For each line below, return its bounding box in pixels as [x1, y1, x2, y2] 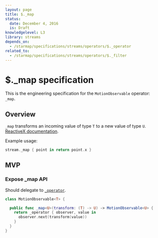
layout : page [5, 7, 32, 12]
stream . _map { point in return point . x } [5, 147, 92, 153]
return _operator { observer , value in [14, 210, 96, 215]
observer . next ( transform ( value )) [18, 215, 87, 220]
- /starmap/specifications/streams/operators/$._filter [9, 53, 127, 58]
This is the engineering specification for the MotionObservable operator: [5, 91, 151, 97]
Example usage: [5, 138, 38, 144]
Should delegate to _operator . [5, 187, 66, 193]
